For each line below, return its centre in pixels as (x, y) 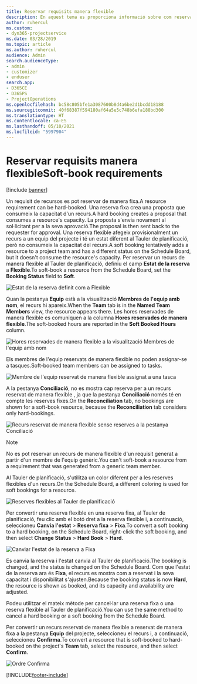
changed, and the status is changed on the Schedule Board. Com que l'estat (98, 567)
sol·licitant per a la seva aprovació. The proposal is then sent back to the (93, 226)
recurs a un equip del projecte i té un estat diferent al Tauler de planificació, (97, 238)
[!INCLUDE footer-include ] (37, 675)
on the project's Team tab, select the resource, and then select (101, 646)
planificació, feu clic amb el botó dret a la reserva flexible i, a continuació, (95, 519)
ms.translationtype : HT (35, 115)
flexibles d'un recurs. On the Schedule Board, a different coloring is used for (97, 483)
